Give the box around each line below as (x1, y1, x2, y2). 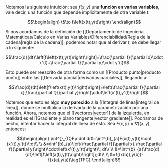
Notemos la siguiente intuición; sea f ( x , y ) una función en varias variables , (5, 4, 160, 10)
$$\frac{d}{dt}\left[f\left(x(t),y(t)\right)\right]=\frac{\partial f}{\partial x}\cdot (5, 54, 163, 60)
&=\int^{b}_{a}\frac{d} (114, 146, 160, 152)
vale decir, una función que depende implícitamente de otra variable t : (5, 9, 150, 15)
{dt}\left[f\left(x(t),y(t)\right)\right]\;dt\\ (25, 152, 105, 157)
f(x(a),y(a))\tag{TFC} (48, 157, 91, 163)
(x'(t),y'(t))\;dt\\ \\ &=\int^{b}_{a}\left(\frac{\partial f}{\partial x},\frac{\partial (7, 141, 162, 147)
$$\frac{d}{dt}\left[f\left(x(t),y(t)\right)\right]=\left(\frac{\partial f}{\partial (8, 84, 160, 90)
